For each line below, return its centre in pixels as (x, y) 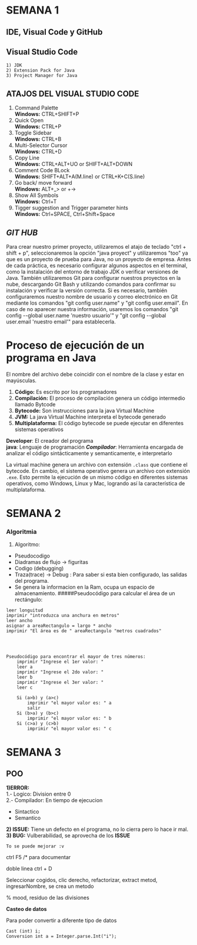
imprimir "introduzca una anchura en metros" (63, 616)
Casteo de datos (26, 909)
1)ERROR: (18, 788)
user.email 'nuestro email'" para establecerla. (61, 322)
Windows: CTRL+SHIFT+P (47, 114)
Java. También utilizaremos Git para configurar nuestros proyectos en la (94, 278)
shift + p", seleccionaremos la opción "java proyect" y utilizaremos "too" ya (97, 253)
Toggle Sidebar (33, 133)
